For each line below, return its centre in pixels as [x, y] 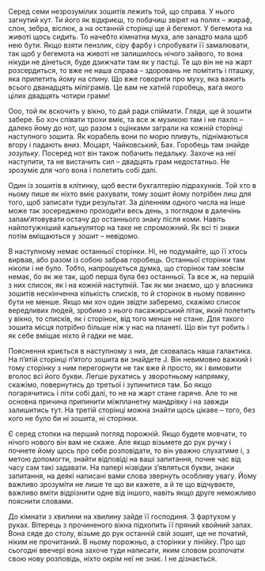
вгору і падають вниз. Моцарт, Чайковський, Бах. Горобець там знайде [129, 145]
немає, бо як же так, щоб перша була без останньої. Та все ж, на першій [131, 276]
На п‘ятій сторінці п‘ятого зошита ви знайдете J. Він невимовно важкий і [130, 359]
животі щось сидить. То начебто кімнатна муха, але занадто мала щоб [128, 36]
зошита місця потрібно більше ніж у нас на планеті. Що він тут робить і [129, 327]
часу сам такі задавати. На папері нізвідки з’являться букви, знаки [121, 468]
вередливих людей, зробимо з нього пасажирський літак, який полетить [132, 310]
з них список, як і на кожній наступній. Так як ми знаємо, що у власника [131, 285]
